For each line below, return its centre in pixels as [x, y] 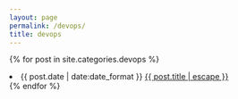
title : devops [36, 34]
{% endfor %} [35, 87]
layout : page [34, 17]
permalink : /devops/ [48, 26]
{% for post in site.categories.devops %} [84, 60]
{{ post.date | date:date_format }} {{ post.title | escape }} [125, 77]
